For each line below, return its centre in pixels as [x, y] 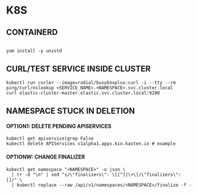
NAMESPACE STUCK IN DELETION [70, 111]
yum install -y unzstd [34, 51]
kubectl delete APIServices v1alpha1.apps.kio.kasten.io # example [91, 144]
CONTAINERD [32, 32]
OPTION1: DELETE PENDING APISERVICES [59, 126]
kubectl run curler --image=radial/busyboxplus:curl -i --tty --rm [91, 83]
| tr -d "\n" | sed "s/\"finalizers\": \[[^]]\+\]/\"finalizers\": [96, 174]
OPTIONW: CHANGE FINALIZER [46, 157]
